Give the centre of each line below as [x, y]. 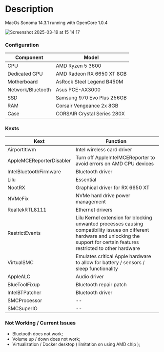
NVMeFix [18, 198]
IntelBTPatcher [24, 292]
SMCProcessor [25, 300]
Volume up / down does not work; [46, 339]
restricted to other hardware [108, 248]
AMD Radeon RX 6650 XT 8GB [91, 74]
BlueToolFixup [24, 284]
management [91, 201]
